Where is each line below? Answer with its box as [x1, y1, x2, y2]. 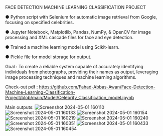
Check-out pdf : [5, 84, 38, 90]
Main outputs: [5, 104, 34, 110]
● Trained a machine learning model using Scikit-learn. [5, 44, 120, 50]
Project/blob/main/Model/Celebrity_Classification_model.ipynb [5, 95, 134, 100]
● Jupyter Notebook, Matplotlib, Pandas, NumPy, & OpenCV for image [5, 29, 151, 35]
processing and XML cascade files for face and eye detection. [5, 35, 134, 40]
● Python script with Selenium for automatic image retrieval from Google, [5, 14, 157, 20]
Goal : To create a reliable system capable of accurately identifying [5, 64, 144, 69]
